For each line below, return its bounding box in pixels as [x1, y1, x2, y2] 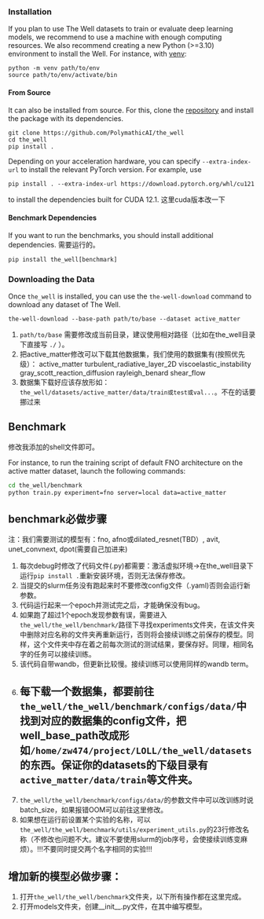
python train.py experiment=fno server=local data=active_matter [8, 489, 226, 496]
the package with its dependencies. [8, 113, 124, 123]
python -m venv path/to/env [8, 64, 101, 72]
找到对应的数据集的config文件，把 [19, 714, 187, 727]
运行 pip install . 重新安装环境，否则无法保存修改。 [19, 571, 190, 580]
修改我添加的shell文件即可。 [8, 442, 100, 452]
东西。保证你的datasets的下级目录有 [30, 758, 208, 771]
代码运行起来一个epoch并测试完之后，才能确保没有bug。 [19, 600, 204, 610]
